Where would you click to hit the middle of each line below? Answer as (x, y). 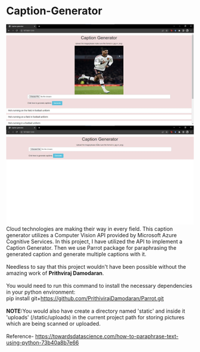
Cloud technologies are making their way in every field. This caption (90, 229)
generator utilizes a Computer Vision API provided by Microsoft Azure (92, 235)
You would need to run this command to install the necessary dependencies (99, 285)
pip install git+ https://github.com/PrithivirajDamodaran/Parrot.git (85, 298)
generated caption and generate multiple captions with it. (76, 254)
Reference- (20, 336)
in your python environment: (41, 292)
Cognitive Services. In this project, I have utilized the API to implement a (94, 241)
